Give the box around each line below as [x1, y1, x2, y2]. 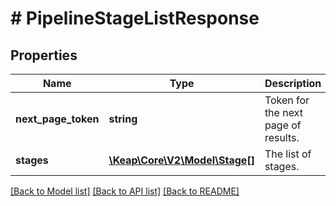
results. [264, 131, 300, 144]
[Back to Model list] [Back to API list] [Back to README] [10, 185, 240, 197]
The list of [264, 147, 312, 161]
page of [264, 118, 302, 132]
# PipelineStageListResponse [10, 7, 260, 30]
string [108, 112, 138, 126]
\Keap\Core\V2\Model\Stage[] [108, 153, 255, 167]
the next [264, 106, 303, 119]
